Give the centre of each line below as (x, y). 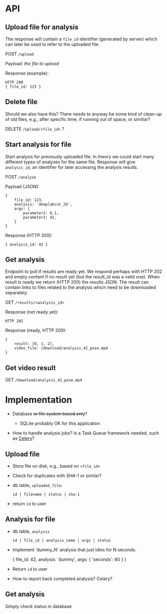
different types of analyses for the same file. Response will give (70, 162)
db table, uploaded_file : (37, 485)
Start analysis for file (38, 145)
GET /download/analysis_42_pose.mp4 (44, 380)
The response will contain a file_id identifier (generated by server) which (82, 39)
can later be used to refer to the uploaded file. (52, 44)
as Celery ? (23, 438)
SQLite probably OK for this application (60, 423)
